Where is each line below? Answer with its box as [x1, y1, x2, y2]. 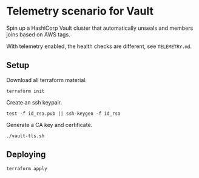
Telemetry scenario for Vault [6, 4, 153, 18]
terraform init [6, 88, 45, 94]
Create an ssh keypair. [6, 98, 62, 106]
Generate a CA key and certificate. [6, 121, 93, 128]
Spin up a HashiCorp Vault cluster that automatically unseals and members [6, 24, 194, 32]
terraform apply [6, 165, 47, 171]
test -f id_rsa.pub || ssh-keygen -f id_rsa [6, 111, 121, 117]
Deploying [6, 149, 46, 160]
